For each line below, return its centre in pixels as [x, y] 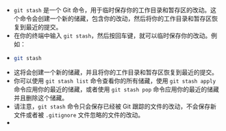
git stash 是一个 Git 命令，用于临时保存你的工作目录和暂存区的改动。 [112, 10]
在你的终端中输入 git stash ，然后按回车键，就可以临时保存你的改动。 [112, 35]
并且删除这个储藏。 [41, 98]
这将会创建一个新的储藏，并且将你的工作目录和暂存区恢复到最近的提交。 [115, 72]
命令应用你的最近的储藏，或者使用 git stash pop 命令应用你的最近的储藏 [116, 89]
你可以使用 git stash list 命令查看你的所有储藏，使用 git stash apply [115, 81]
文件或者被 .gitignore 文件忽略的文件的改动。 [79, 115]
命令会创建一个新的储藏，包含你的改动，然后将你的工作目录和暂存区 [116, 18]
